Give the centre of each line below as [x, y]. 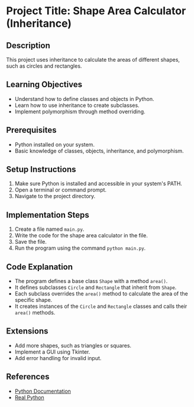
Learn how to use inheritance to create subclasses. [77, 105]
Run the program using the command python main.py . [80, 248]
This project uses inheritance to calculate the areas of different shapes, [93, 60]
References [28, 377]
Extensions [27, 331]
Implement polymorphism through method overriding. [80, 112]
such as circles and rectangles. [44, 66]
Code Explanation [39, 267]
